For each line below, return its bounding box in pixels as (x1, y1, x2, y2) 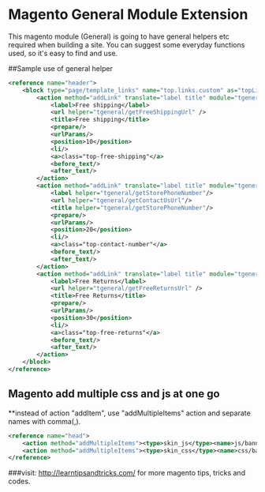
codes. (8, 476, 31, 486)
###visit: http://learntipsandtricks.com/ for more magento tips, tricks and (8, 468, 246, 478)
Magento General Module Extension (8, 6, 248, 24)
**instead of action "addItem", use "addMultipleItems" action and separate (8, 408, 251, 418)
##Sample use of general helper (8, 63, 113, 73)
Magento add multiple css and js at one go (8, 387, 220, 400)
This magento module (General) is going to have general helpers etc (8, 32, 230, 41)
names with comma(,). (8, 416, 81, 426)
